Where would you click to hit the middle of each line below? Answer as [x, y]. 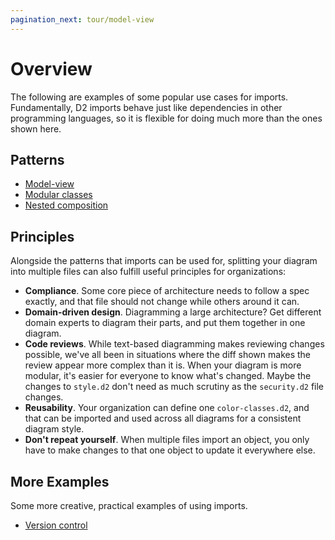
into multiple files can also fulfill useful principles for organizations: [148, 272]
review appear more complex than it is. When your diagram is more [163, 365]
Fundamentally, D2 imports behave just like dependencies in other [146, 107]
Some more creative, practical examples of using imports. [129, 505]
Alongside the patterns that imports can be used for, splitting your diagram [164, 261]
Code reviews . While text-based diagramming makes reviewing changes [174, 344]
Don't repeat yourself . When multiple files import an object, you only [167, 440]
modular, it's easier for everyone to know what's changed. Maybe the [168, 376]
